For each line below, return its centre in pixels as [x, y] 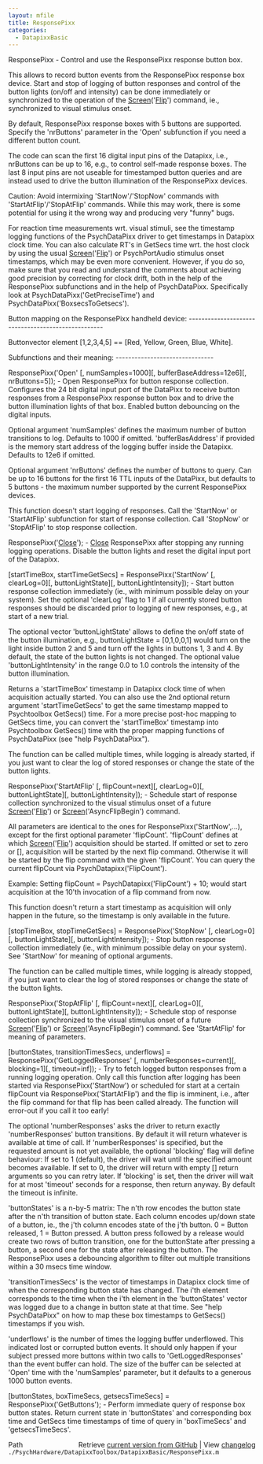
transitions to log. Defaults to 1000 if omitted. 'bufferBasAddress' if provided [131, 439]
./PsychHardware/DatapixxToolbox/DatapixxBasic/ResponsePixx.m [114, 1453]
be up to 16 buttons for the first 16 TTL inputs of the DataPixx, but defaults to [132, 479]
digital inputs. [30, 415]
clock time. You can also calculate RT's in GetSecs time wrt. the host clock [129, 245]
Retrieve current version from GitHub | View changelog [167, 1445]
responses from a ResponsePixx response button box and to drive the [121, 398]
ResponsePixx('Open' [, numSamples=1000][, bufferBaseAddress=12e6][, [128, 373]
